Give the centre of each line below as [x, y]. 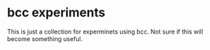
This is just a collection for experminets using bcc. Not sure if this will [105, 32]
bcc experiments [56, 13]
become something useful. [45, 38]
